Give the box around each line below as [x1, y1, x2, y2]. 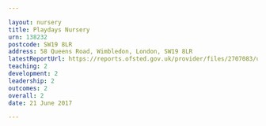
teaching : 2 [8, 62, 47, 71]
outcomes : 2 [8, 84, 47, 92]
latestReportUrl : [8, 55, 66, 63]
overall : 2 [8, 91, 44, 99]
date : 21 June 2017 [8, 99, 73, 107]
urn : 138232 [8, 33, 47, 41]
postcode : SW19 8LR [8, 40, 73, 48]
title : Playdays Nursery [8, 25, 90, 34]
